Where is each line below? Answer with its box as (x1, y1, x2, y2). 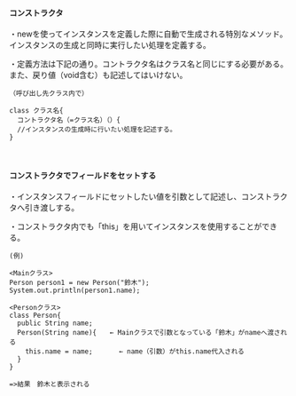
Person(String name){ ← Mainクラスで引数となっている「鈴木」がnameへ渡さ (17, 329, 281, 337)
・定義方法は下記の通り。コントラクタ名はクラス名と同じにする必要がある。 (9, 59, 289, 69)
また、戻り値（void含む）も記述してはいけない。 (9, 70, 188, 81)
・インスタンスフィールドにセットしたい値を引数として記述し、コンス (9, 191, 265, 202)
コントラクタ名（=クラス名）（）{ (17, 115, 121, 125)
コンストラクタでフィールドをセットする (9, 170, 157, 180)
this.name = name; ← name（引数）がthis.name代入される (25, 347, 245, 356)
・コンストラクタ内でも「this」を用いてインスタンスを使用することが (9, 221, 262, 232)
